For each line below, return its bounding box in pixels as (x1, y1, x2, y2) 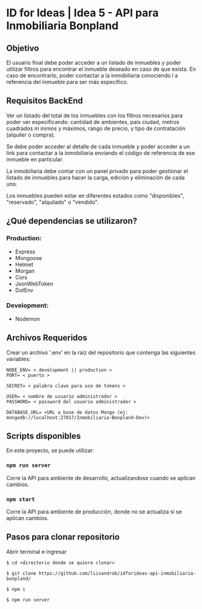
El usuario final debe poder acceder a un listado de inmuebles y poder (6, 59, 181, 66)
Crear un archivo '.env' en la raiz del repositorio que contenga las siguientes (6, 348, 196, 356)
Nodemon (15, 315, 41, 322)
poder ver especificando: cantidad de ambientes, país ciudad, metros (6, 118, 180, 125)
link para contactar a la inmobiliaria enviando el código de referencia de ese (6, 149, 195, 157)
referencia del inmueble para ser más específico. (6, 79, 128, 85)
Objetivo (6, 43, 39, 53)
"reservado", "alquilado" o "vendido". (6, 198, 99, 206)
